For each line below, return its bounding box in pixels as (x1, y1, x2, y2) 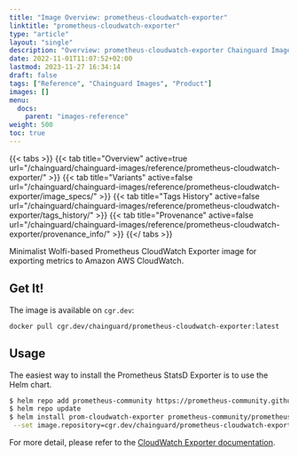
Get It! (9, 281, 44, 296)
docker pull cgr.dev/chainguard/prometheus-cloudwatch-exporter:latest (9, 322, 279, 331)
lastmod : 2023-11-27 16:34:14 (9, 63, 122, 72)
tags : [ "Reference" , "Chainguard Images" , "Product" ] (9, 79, 213, 88)
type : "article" (9, 29, 69, 38)
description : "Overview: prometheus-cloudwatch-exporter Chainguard (9, 46, 268, 55)
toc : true (9, 129, 46, 138)
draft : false (9, 71, 58, 80)
